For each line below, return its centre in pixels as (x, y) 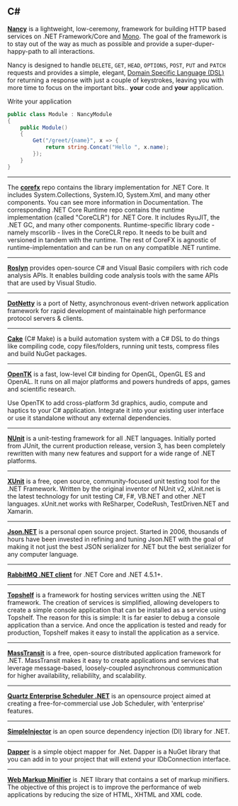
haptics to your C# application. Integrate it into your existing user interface (116, 410)
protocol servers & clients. (45, 318)
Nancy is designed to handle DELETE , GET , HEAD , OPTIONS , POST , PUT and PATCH (117, 65)
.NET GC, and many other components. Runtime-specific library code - (111, 225)
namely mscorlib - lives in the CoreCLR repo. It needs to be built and (107, 232)
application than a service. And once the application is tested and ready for (117, 625)
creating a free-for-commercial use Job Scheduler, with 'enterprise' (106, 703)
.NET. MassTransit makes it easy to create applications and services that (113, 660)
